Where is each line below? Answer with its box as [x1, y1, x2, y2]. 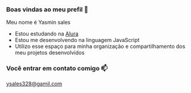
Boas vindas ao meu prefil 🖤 [6, 5, 88, 14]
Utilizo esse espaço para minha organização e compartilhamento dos [14, 43, 186, 50]
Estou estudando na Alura [14, 30, 79, 37]
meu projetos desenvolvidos [14, 49, 85, 56]
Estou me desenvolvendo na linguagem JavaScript [14, 37, 140, 44]
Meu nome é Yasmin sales [6, 19, 70, 26]
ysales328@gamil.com [6, 80, 63, 87]
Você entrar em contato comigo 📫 [6, 65, 108, 73]
